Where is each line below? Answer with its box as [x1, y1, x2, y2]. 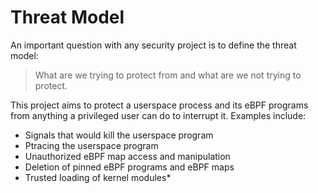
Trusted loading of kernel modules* [24, 171, 172, 183]
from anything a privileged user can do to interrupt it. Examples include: [10, 109, 307, 121]
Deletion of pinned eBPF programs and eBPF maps [24, 161, 235, 173]
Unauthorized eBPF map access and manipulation [24, 150, 231, 162]
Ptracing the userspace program [24, 139, 159, 151]
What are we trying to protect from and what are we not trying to [34, 69, 302, 81]
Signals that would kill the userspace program [24, 129, 214, 141]
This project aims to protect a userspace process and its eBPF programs [10, 99, 309, 111]
